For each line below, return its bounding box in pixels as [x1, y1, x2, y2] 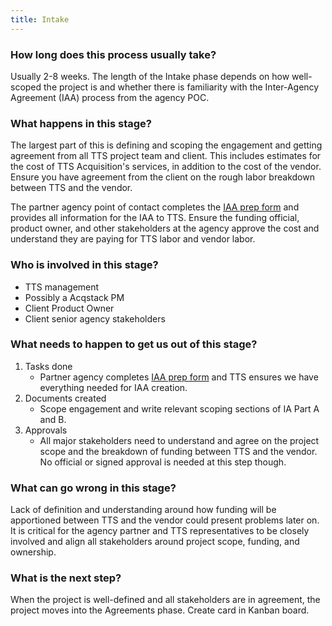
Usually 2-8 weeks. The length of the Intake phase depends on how [10, 70, 290, 82]
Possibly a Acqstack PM [24, 291, 125, 303]
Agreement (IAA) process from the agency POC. [10, 91, 210, 103]
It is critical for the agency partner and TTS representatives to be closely [10, 525, 310, 537]
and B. [39, 413, 67, 425]
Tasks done [24, 360, 73, 372]
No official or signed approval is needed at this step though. [39, 456, 287, 468]
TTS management [24, 281, 100, 293]
